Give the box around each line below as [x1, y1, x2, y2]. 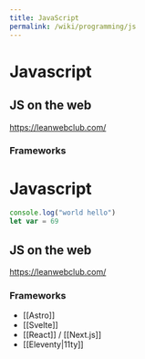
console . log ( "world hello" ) [9, 208, 117, 217]
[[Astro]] [22, 310, 56, 321]
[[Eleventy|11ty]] [22, 339, 84, 350]
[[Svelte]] [22, 320, 59, 331]
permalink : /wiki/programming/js [9, 22, 137, 31]
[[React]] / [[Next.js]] [22, 330, 102, 341]
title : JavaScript [9, 13, 79, 23]
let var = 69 [9, 216, 59, 227]
